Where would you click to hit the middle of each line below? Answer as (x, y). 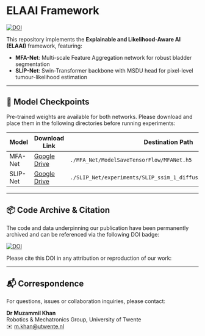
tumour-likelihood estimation (51, 77)
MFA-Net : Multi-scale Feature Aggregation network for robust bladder (103, 57)
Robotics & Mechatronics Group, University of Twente (74, 320)
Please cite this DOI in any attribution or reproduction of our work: (89, 258)
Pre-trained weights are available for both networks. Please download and (99, 116)
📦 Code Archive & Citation (58, 210)
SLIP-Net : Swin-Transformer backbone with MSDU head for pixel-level (104, 70)
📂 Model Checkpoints (48, 102)
